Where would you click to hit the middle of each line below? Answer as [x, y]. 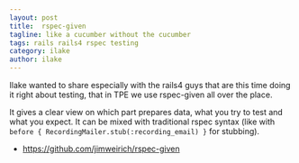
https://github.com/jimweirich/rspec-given [101, 149]
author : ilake [36, 59]
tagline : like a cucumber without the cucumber [100, 34]
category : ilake [40, 51]
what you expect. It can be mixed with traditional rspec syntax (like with [142, 122]
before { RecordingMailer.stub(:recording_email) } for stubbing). [134, 131]
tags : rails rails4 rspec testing [74, 43]
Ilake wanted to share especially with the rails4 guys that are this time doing [150, 85]
